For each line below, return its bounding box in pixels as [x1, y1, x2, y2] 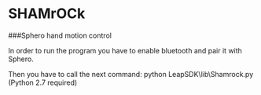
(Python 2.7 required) [8, 78, 78, 87]
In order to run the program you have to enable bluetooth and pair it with [8, 46, 242, 55]
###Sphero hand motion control [8, 31, 112, 40]
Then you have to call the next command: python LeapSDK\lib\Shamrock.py [8, 69, 254, 79]
